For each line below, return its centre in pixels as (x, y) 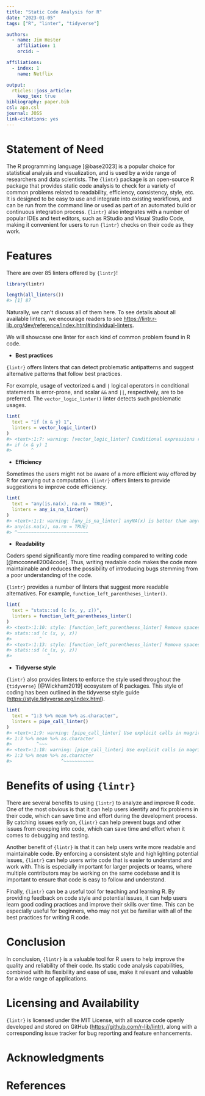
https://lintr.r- (140, 319)
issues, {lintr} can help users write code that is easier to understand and (99, 860)
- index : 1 (26, 68)
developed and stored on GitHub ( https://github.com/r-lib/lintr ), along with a (102, 1026)
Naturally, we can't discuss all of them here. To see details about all (91, 312)
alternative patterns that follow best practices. (64, 374)
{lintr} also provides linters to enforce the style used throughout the (94, 680)
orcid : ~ (28, 52)
